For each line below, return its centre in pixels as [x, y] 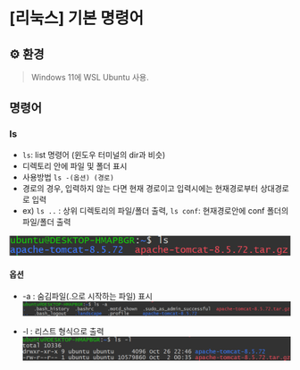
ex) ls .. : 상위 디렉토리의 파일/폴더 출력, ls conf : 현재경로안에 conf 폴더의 [155, 210]
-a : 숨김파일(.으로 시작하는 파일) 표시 [87, 296]
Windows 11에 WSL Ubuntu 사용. [90, 77]
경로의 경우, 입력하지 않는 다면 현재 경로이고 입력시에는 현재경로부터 [140, 188]
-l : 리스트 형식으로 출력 [63, 331]
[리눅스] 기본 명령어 [77, 18]
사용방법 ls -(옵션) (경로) [68, 177]
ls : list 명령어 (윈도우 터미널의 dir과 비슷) [94, 155]
